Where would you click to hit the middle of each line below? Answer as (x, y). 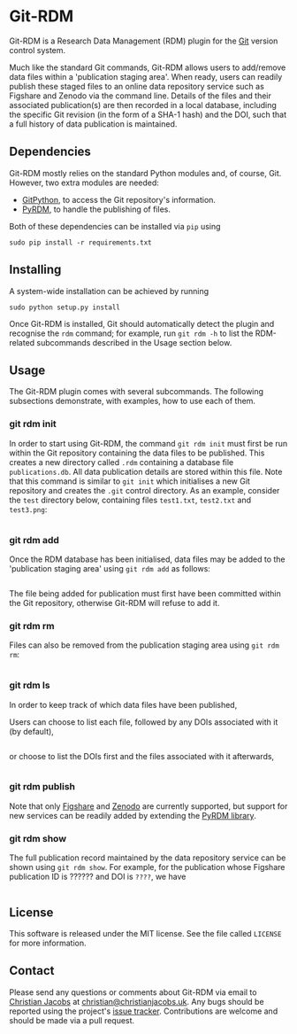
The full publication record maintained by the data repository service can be (148, 858)
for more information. (48, 943)
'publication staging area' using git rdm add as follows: (110, 568)
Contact (32, 971)
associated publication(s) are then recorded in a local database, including (143, 105)
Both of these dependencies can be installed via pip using (115, 226)
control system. (38, 50)
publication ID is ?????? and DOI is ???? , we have (98, 877)
